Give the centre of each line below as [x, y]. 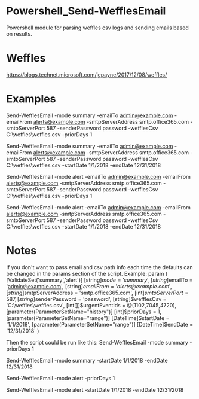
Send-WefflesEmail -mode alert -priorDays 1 [61, 378]
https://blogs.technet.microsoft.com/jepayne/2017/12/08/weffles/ [87, 74]
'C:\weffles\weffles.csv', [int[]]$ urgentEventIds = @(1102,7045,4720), [91, 305]
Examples [31, 99]
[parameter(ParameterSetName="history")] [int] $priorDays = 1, [84, 312]
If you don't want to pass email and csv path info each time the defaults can [99, 267]
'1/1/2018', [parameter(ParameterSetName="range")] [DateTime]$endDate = [99, 324]
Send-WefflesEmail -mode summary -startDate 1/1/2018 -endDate [87, 360]
